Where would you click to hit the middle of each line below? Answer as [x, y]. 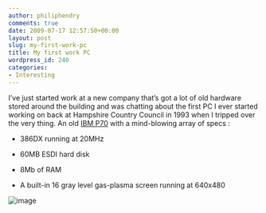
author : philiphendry [44, 16]
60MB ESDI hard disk [55, 154]
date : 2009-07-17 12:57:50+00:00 [64, 30]
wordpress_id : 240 [39, 61]
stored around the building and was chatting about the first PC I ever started [133, 106]
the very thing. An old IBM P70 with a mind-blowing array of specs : [119, 123]
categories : [28, 68]
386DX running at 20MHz [62, 138]
